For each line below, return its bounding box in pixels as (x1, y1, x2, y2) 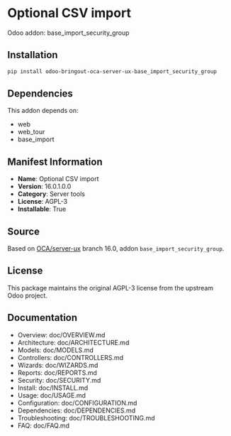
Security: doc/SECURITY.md (17, 376, 101, 384)
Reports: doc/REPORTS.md (17, 368, 98, 377)
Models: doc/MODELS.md (17, 346, 94, 354)
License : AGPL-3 (17, 197, 68, 206)
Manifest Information (7, 156, 103, 168)
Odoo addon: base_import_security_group (7, 28, 130, 37)
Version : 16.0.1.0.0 (17, 182, 72, 191)
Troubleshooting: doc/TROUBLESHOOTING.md (17, 413, 155, 422)
